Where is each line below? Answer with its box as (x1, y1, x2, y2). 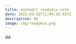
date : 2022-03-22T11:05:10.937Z (5, 12, 71, 17)
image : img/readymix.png (5, 21, 56, 26)
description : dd (5, 16, 38, 21)
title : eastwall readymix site (5, 7, 69, 12)
